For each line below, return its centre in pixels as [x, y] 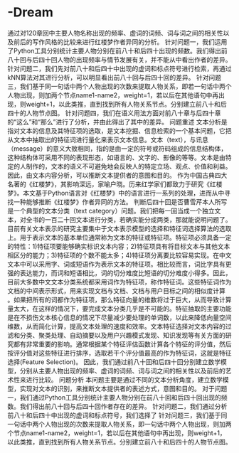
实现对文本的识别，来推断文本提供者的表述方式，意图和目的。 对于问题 [123, 388]
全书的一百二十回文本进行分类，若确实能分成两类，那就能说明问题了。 [129, 219]
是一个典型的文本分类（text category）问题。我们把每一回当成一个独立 [111, 210]
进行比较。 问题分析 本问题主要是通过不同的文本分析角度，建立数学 [124, 379]
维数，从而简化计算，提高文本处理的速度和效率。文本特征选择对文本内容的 [116, 326]
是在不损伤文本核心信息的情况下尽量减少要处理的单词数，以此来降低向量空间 [119, 317]
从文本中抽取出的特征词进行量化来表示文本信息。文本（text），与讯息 [108, 139]
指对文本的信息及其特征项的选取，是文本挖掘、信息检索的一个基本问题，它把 [119, 130]
